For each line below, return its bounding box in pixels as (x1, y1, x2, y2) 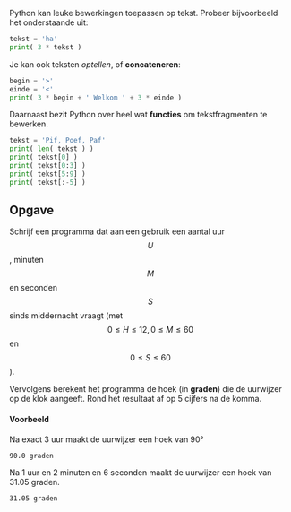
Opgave (9, 203, 55, 218)
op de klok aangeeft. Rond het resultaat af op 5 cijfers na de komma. (9, 394, 262, 404)
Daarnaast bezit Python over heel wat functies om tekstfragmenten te (9, 109, 268, 120)
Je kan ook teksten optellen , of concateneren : (9, 58, 181, 70)
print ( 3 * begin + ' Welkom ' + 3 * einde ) (9, 93, 183, 102)
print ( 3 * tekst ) (9, 42, 82, 52)
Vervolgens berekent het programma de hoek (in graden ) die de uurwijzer (9, 384, 282, 395)
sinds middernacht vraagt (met (9, 310, 124, 321)
